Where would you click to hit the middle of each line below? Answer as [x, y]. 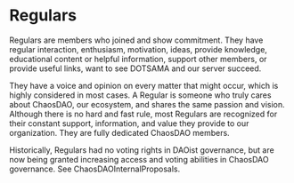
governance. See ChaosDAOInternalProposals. [95, 169]
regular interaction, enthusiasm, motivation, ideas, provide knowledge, [138, 49]
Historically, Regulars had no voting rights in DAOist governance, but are [142, 150]
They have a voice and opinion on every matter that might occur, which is [144, 85]
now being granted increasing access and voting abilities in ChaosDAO [139, 159]
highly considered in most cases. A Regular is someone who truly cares [140, 95]
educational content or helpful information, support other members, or [138, 59]
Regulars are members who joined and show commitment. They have [136, 40]
